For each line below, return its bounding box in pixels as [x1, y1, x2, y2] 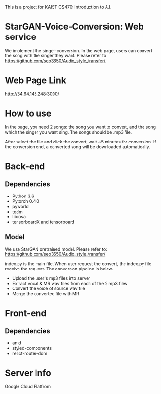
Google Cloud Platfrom [5, 383, 51, 389]
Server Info [5, 367, 51, 378]
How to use [5, 108, 52, 119]
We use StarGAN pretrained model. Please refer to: [5, 246, 107, 252]
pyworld [12, 203, 29, 209]
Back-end [5, 161, 45, 172]
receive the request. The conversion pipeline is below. [5, 266, 113, 271]
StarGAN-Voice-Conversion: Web [5, 21, 144, 32]
